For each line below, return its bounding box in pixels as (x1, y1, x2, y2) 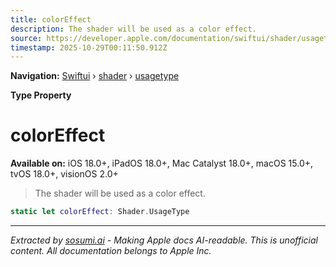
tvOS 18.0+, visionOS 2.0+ (10, 168, 119, 180)
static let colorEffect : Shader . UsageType (10, 207, 190, 217)
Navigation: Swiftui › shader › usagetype (10, 70, 180, 82)
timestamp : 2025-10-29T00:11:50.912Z (10, 42, 168, 53)
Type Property (10, 89, 72, 101)
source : (10, 33, 43, 43)
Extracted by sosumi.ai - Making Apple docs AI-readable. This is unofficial (10, 234, 318, 246)
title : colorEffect (10, 14, 92, 25)
